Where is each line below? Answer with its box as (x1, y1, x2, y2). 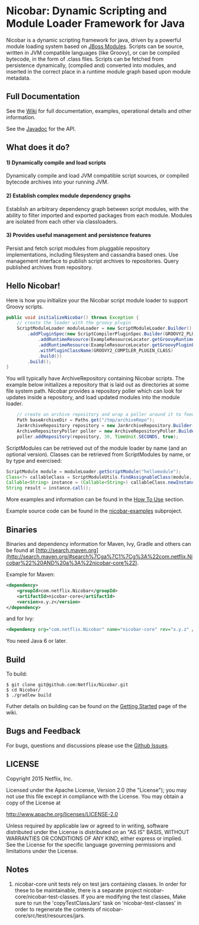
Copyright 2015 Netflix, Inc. (6, 775, 73, 782)
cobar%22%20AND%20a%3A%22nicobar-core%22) (6, 560, 137, 566)
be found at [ (6, 547, 38, 554)
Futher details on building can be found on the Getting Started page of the (6, 703, 187, 710)
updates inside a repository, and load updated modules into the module (6, 394, 180, 401)
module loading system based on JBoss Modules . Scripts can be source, (6, 43, 184, 50)
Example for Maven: (6, 571, 55, 577)
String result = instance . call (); (6, 485, 92, 491)
